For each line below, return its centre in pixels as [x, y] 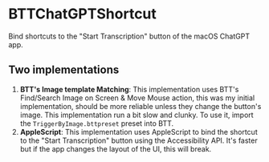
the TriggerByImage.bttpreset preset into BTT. [97, 123]
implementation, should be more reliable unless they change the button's [141, 106]
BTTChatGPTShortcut [82, 14]
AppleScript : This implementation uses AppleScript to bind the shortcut [139, 132]
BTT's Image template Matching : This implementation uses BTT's [129, 89]
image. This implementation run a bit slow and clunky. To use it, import [137, 115]
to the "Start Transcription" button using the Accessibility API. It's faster [139, 140]
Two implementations [64, 70]
